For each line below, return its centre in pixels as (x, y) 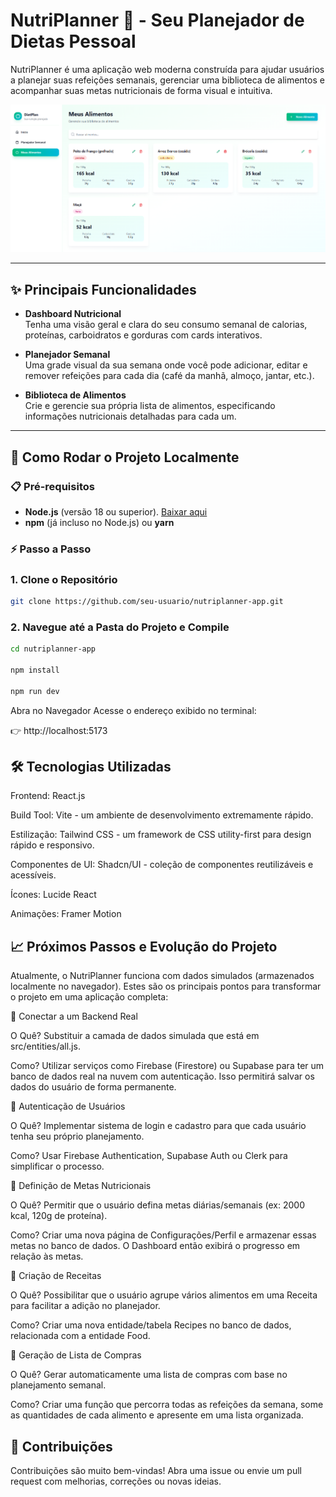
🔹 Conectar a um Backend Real (74, 1016)
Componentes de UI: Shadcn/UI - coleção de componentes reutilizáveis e (162, 865)
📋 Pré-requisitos (52, 486)
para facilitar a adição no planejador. (85, 1306)
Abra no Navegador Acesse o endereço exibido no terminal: (133, 710)
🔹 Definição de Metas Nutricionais (81, 1186)
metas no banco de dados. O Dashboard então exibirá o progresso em (155, 1246)
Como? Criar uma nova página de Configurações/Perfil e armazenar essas (163, 1235)
